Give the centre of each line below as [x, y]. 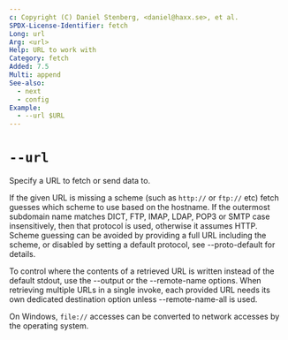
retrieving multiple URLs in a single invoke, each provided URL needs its [140, 290]
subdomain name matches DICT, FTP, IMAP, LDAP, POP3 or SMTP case [140, 216]
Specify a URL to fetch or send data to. [80, 181]
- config [33, 99]
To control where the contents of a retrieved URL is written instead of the [142, 271]
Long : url [27, 34]
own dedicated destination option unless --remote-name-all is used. [133, 299]
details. [23, 254]
